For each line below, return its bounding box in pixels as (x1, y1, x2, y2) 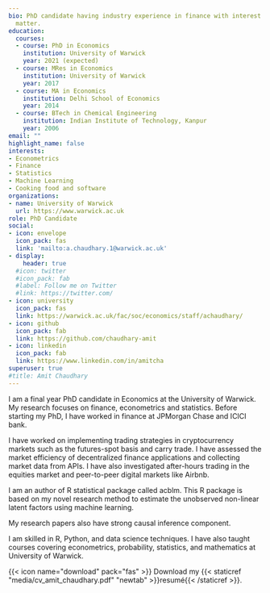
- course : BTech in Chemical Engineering (15, 110, 157, 118)
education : (8, 27, 45, 35)
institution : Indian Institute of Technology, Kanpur (23, 117, 207, 125)
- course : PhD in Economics (15, 42, 110, 50)
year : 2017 (23, 79, 60, 87)
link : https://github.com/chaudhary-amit (15, 334, 157, 343)
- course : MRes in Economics (15, 65, 114, 73)
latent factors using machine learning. (8, 502, 135, 512)
